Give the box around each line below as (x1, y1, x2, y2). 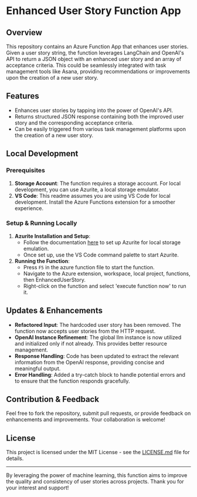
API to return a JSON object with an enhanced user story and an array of (6, 56, 182, 62)
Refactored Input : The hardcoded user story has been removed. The (14, 321, 181, 328)
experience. (14, 204, 44, 212)
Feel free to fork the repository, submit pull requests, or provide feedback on (6, 410, 191, 417)
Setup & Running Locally (6, 219, 77, 227)
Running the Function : (14, 257, 70, 265)
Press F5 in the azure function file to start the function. (23, 263, 155, 271)
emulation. (23, 245, 49, 252)
